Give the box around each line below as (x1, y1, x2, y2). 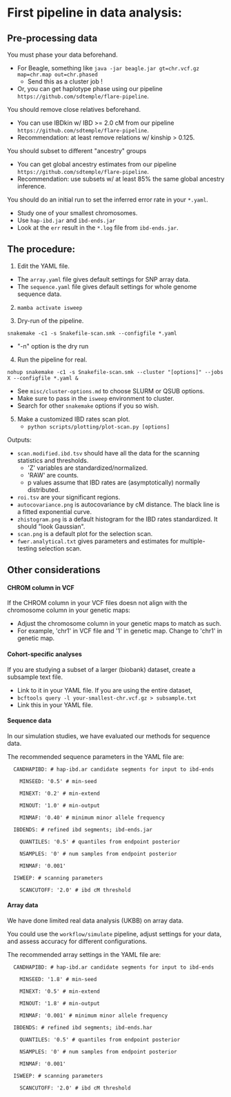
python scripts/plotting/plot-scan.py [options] (27, 423, 170, 431)
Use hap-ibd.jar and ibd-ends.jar (17, 216, 116, 224)
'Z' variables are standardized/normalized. (27, 464, 148, 472)
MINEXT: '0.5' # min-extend (19, 988, 100, 995)
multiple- (179, 537, 205, 545)
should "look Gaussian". (17, 522, 86, 531)
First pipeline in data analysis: (7, 5, 183, 21)
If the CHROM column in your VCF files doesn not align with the (7, 599, 188, 607)
